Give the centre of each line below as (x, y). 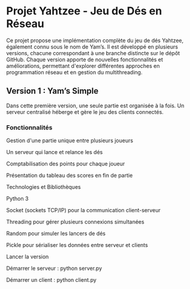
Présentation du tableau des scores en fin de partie (70, 176)
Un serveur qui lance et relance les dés (55, 152)
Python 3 (17, 198)
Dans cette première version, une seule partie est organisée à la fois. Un (95, 106)
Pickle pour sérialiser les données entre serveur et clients (77, 245)
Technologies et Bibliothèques (43, 187)
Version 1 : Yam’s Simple (52, 91)
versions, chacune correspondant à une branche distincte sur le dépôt (93, 53)
